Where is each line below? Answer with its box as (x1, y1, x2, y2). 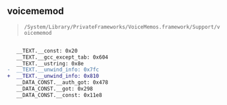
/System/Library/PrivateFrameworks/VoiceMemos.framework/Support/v (23, 23, 220, 30)
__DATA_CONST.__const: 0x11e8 (16, 91, 103, 98)
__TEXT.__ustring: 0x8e (16, 60, 84, 67)
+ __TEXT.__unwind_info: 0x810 (7, 73, 99, 80)
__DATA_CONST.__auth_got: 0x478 (16, 79, 109, 86)
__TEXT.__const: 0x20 (16, 47, 78, 54)
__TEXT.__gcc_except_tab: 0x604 (16, 54, 109, 61)
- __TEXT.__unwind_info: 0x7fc (7, 66, 99, 74)
